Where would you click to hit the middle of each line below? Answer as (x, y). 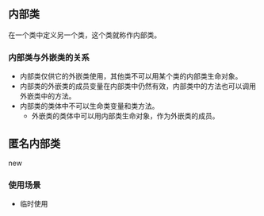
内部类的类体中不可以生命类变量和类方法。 (89, 106)
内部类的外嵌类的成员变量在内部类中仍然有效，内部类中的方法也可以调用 (138, 87)
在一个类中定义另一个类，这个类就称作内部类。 (84, 35)
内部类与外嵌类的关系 (49, 57)
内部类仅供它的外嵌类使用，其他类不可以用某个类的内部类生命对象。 (131, 76)
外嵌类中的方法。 (48, 96)
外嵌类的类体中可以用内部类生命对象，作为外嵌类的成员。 (125, 116)
